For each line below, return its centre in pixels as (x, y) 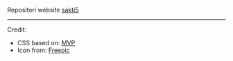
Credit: (17, 29)
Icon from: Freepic (44, 50)
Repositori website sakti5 (43, 10)
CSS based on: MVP (46, 43)
